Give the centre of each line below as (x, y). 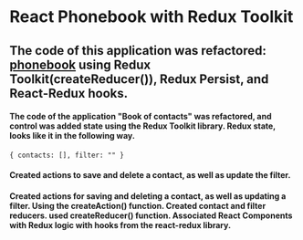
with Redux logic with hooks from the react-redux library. (120, 224)
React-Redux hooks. (69, 93)
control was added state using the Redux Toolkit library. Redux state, (143, 126)
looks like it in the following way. (72, 136)
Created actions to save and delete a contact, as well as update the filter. (150, 175)
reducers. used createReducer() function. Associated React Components (151, 215)
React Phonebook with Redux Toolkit (151, 17)
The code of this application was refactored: (138, 51)
